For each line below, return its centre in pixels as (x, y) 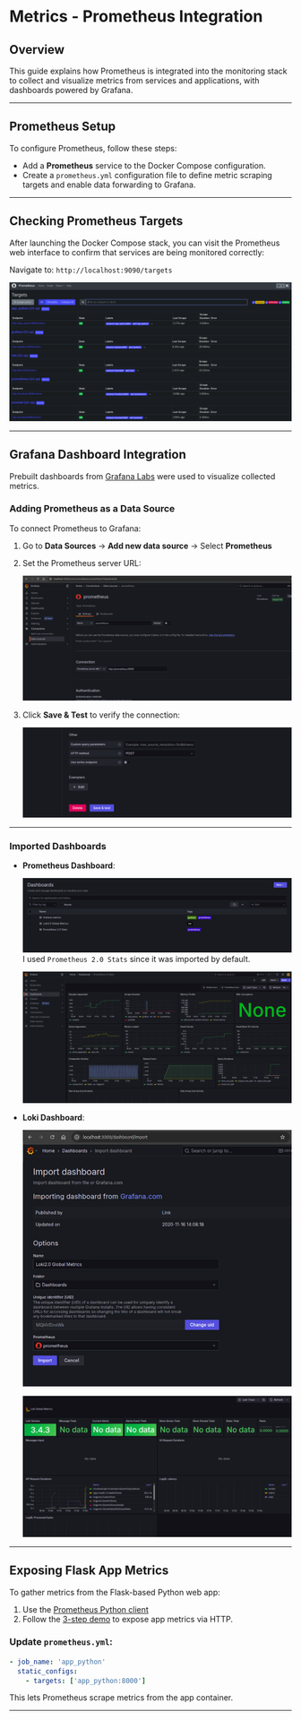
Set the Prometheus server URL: (82, 563)
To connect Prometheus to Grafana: (75, 528)
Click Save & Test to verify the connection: (101, 715)
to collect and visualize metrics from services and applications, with (134, 81)
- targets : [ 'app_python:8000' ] (86, 1681)
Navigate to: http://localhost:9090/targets (91, 270)
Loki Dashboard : (53, 1117)
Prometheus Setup (63, 127)
